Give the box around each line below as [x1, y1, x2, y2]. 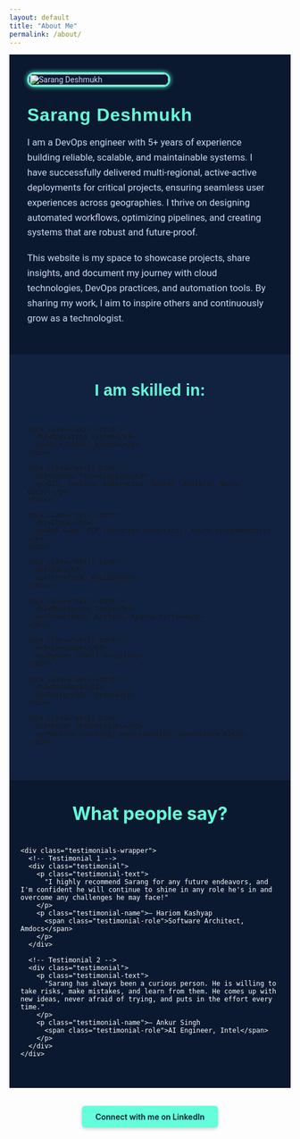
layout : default [9, 13, 70, 22]
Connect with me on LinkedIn [95, 1111, 205, 1122]
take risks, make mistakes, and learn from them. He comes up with [21, 987, 277, 996]
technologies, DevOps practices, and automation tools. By [27, 282, 266, 295]
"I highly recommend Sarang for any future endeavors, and [44, 877, 269, 887]
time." [21, 1002, 45, 1012]
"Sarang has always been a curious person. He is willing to [44, 979, 277, 988]
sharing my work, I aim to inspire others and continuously [27, 297, 264, 309]
